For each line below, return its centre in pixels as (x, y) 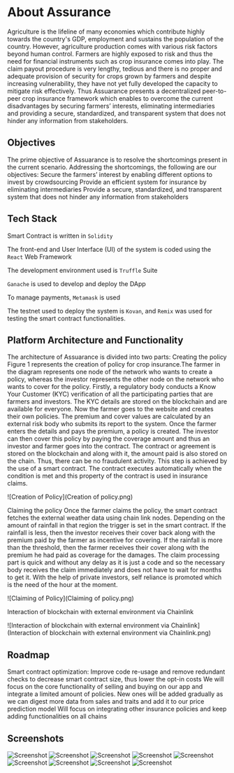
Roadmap (29, 655)
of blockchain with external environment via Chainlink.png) (126, 633)
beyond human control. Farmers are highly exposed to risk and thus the (110, 54)
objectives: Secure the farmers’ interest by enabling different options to (110, 174)
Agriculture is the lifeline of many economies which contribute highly (106, 31)
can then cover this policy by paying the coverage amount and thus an (109, 439)
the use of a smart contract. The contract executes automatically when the (115, 469)
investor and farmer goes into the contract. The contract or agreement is (112, 446)
